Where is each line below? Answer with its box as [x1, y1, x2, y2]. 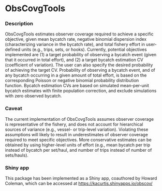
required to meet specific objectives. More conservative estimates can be [5, 137, 152, 143]
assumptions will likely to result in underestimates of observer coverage [5, 131, 148, 137]
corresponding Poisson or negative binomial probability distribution [5, 78, 139, 83]
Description [5, 20, 33, 27]
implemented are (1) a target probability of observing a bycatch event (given [5, 52, 157, 58]
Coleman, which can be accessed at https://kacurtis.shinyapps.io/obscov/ [5, 180, 153, 187]
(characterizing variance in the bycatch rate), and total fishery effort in [5, 42, 145, 48]
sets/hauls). [5, 152, 29, 158]
